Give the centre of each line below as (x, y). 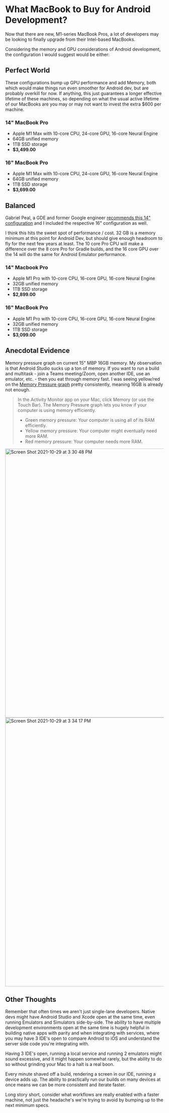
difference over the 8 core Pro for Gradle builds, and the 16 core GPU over (82, 249)
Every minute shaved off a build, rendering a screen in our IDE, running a (80, 1074)
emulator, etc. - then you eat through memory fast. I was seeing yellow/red (82, 379)
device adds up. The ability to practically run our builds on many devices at (83, 1080)
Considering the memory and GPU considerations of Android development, (83, 49)
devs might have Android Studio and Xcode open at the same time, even (80, 1017)
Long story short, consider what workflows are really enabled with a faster (82, 1095)
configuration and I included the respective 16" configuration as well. (76, 223)
